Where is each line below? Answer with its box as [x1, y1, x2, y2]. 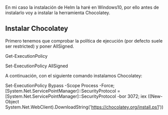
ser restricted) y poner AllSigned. [5, 43, 74, 49]
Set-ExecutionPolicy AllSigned [5, 63, 68, 69]
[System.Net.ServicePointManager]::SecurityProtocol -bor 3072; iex [5, 93, 147, 99]
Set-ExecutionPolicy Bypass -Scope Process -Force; [5, 82, 115, 88]
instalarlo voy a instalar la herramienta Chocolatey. [5, 10, 110, 16]
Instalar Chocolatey [5, 24, 68, 33]
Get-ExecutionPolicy [5, 53, 48, 59]
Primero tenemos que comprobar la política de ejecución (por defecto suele [5, 37, 163, 44]
